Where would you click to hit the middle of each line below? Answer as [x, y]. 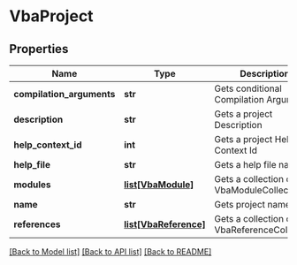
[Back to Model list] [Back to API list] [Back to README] [110, 252]
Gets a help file [245, 165]
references [37, 224]
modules [32, 185]
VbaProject [52, 16]
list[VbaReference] [164, 224]
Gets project [240, 204]
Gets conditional [248, 88]
